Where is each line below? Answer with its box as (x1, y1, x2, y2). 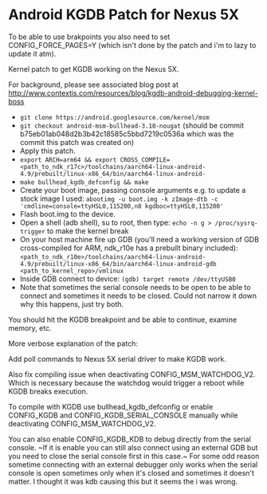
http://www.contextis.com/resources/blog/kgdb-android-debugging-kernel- (8, 88, 259, 97)
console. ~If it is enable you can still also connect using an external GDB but (8, 442, 258, 452)
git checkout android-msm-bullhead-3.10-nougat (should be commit (19, 120, 245, 130)
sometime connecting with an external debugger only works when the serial (8, 460, 258, 469)
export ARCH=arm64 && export (19, 155, 117, 164)
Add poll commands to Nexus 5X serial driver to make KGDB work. (8, 354, 227, 363)
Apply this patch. (19, 146, 76, 155)
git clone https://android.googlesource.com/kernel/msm (19, 113, 210, 121)
